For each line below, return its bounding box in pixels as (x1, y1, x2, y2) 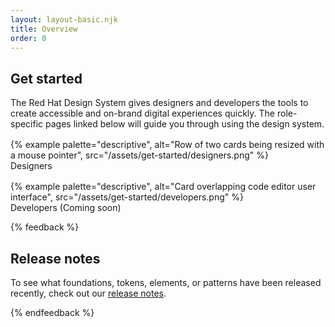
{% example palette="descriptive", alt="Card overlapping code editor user (10, 181, 317, 193)
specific (10, 118, 44, 130)
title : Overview (10, 24, 78, 34)
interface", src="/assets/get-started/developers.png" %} (10, 191, 244, 203)
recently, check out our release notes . (10, 287, 167, 299)
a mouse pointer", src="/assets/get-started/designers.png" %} (10, 149, 269, 161)
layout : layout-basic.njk (10, 14, 118, 25)
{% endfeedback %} (10, 307, 95, 318)
